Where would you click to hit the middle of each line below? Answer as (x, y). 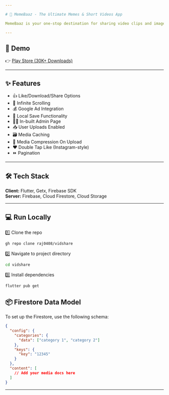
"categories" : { (31, 335)
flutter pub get (22, 286)
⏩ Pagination (26, 153)
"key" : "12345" (34, 354)
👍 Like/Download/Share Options (46, 96)
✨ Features (23, 83)
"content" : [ (23, 368)
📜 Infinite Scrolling (31, 103)
